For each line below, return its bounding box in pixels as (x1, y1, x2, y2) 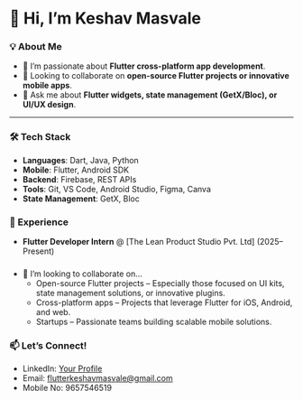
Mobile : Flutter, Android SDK (22, 164, 129, 175)
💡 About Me (9, 41, 62, 53)
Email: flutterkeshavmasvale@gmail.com (22, 373, 173, 384)
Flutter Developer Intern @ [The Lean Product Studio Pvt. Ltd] (22, 237, 255, 247)
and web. (35, 307, 71, 317)
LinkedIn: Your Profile (22, 363, 103, 374)
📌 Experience (9, 216, 69, 228)
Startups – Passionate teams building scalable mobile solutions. (35, 316, 272, 327)
